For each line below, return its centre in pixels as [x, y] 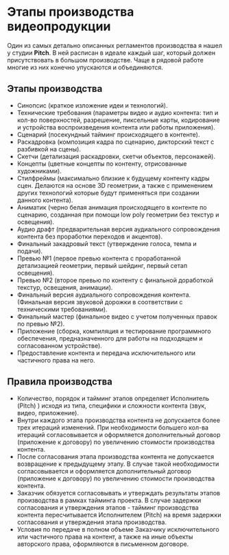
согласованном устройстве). [60, 345]
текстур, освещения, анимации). [65, 287]
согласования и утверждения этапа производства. [92, 522]
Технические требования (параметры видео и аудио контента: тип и [118, 112]
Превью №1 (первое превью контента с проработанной [99, 258]
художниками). [39, 171]
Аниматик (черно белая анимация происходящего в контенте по [112, 207]
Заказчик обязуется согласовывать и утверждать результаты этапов [119, 493]
